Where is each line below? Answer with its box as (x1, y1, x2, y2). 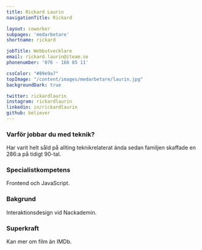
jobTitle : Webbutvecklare (6, 48, 72, 54)
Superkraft (6, 224, 40, 232)
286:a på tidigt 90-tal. (6, 150, 62, 158)
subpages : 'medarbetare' (6, 31, 70, 37)
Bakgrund (6, 195, 37, 204)
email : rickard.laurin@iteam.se (6, 54, 88, 60)
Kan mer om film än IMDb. (6, 238, 72, 245)
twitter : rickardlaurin (6, 93, 67, 99)
